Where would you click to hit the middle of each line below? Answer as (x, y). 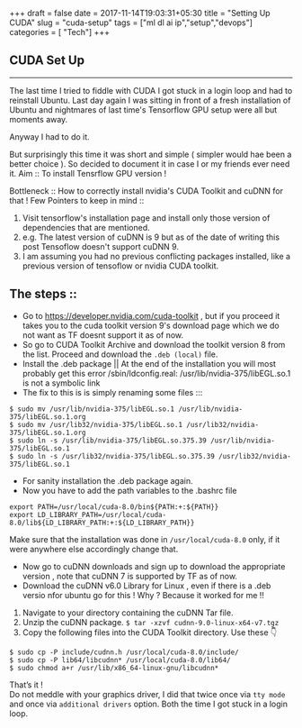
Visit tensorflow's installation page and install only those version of (146, 218)
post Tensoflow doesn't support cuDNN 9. (101, 246)
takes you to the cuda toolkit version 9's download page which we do (151, 325)
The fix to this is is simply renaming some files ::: (112, 392)
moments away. (39, 119)
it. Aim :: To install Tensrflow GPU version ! (88, 173)
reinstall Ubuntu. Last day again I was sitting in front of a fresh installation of (150, 100)
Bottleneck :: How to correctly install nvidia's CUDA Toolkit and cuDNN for (146, 191)
